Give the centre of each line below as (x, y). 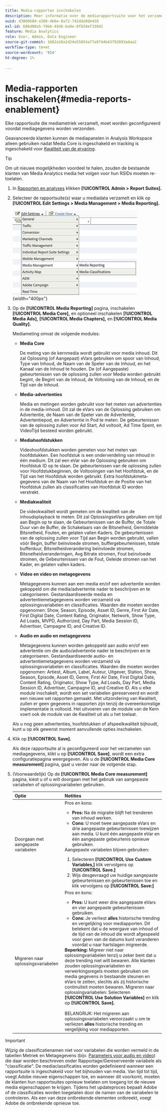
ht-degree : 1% (20, 58)
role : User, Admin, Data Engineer (41, 37)
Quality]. (22, 324)
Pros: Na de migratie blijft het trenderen (112, 813)
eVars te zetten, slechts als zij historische (107, 982)
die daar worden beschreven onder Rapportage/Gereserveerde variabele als (83, 1061)
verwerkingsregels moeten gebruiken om (107, 971)
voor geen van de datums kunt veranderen (115, 940)
